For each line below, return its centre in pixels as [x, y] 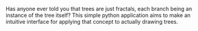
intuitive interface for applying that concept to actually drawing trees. [92, 22]
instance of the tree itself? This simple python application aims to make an [98, 15]
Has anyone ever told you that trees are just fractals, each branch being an [99, 9]
